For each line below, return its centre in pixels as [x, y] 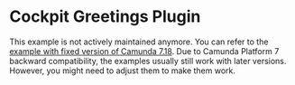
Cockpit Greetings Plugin [105, 17]
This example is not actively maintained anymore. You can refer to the [139, 42]
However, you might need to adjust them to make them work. [123, 71]
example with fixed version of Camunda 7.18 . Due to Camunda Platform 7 [144, 51]
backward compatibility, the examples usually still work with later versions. [148, 61]
